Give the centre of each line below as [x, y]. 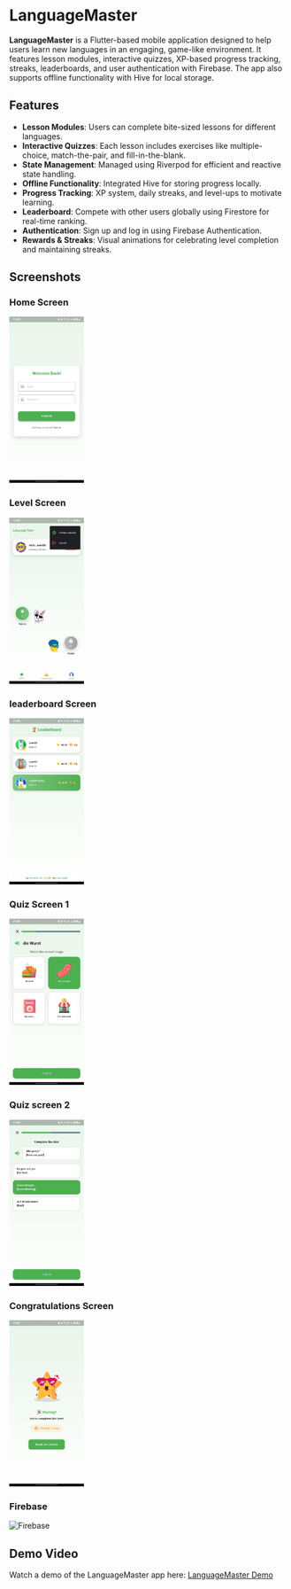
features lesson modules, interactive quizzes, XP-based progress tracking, [145, 58]
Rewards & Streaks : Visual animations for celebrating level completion [150, 239]
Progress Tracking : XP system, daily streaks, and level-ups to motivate [152, 192]
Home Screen [39, 302]
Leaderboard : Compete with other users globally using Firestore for [145, 211]
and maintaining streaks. [67, 249]
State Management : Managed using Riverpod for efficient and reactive [151, 164]
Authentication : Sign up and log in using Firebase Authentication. [142, 230]
